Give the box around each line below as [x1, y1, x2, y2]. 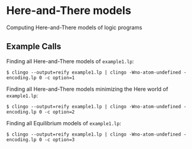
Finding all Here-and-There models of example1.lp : [6, 57, 134, 64]
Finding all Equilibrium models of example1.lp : [6, 119, 121, 126]
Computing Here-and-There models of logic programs [6, 24, 143, 31]
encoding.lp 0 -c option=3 [6, 136, 75, 143]
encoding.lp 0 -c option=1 [6, 74, 75, 81]
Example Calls [6, 41, 62, 52]
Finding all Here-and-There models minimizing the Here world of [6, 85, 169, 92]
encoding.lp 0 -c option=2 [6, 109, 75, 115]
